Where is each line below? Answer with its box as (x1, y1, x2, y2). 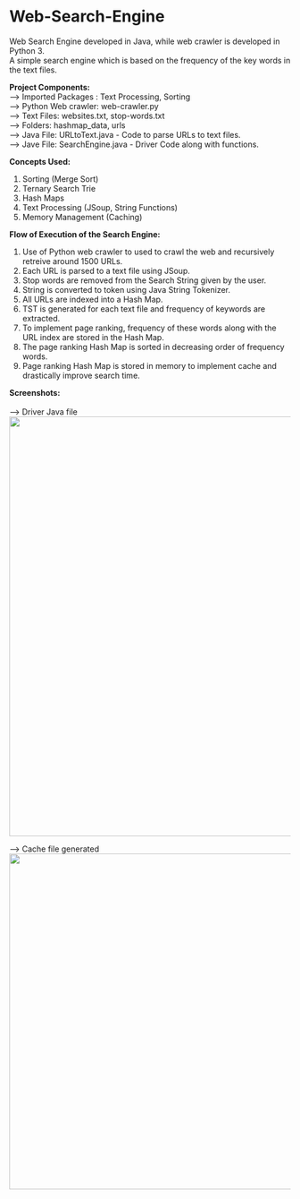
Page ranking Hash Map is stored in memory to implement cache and (21, 360, 277, 371)
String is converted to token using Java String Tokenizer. (21, 284, 230, 295)
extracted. (21, 313, 61, 323)
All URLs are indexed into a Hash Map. (21, 294, 163, 304)
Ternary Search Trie (21, 183, 96, 193)
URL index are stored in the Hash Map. (21, 331, 165, 342)
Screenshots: (9, 387, 61, 398)
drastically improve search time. (21, 370, 140, 381)
